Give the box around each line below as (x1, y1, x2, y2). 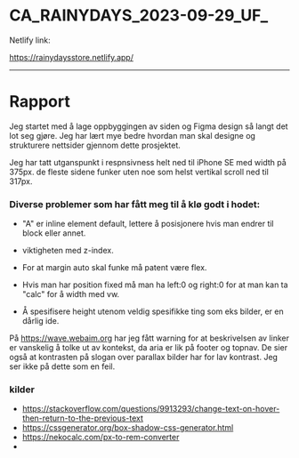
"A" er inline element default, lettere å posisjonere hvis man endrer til (21, 219, 274, 229)
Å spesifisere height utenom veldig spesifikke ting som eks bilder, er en (21, 306, 284, 317)
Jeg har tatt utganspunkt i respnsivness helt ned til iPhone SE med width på (9, 157, 287, 167)
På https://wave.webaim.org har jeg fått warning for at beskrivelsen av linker (9, 333, 289, 343)
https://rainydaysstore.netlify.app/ (9, 52, 133, 62)
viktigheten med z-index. (21, 245, 114, 256)
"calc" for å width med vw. (21, 289, 120, 300)
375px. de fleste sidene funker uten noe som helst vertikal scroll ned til (9, 166, 269, 177)
